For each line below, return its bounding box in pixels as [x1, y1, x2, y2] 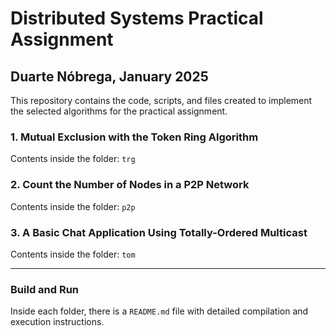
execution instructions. [10, 316, 105, 328]
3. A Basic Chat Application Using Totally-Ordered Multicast [10, 225, 308, 239]
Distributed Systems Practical [10, 7, 264, 30]
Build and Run [10, 282, 80, 296]
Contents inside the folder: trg [10, 153, 136, 165]
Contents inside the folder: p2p [10, 200, 136, 212]
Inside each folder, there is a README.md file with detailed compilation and [10, 305, 309, 317]
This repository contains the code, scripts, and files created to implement [10, 95, 313, 106]
